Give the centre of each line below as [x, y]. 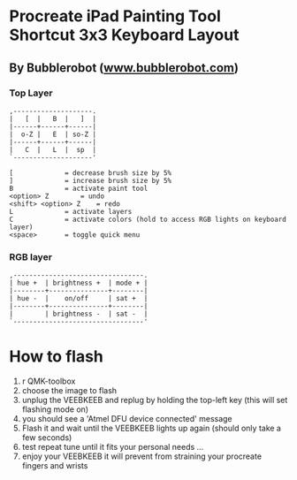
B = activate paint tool [79, 188]
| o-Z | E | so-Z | [53, 134]
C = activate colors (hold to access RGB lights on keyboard [148, 219]
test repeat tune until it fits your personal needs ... [113, 447]
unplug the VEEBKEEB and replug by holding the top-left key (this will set [155, 400]
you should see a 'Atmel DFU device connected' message [127, 419]
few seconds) [47, 438]
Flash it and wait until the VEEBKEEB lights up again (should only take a [151, 428]
